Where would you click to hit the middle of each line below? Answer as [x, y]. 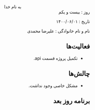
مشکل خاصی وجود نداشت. [53, 85]
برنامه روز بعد [71, 101]
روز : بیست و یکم [74, 12]
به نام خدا [13, 7]
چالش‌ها [79, 74]
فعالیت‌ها [78, 46]
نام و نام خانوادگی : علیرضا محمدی [59, 31]
